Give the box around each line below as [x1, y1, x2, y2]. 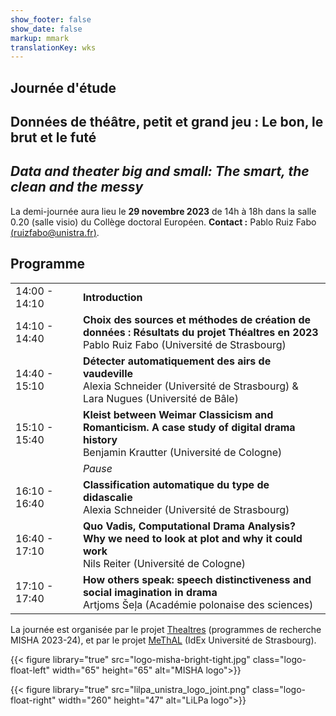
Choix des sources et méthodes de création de [82, 312, 312, 326]
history [82, 432, 118, 446]
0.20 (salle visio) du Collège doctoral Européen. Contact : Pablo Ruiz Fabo [10, 216, 317, 228]
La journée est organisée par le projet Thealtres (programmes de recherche [10, 623, 322, 635]
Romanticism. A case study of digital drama [82, 420, 296, 434]
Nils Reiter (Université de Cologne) [82, 556, 246, 570]
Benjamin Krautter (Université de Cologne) [82, 445, 283, 459]
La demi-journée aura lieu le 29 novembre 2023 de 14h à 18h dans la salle [10, 205, 317, 217]
